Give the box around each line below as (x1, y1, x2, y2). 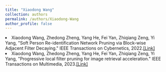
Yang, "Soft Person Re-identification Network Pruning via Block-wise (5, 40, 146, 46)
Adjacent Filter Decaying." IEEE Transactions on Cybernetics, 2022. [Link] (5, 45, 155, 51)
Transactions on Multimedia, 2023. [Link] (5, 61, 88, 67)
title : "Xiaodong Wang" (5, 7, 55, 12)
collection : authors (5, 12, 48, 17)
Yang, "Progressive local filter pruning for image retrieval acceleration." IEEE (5, 56, 162, 62)
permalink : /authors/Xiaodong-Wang (5, 16, 79, 21)
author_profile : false (5, 21, 52, 26)
